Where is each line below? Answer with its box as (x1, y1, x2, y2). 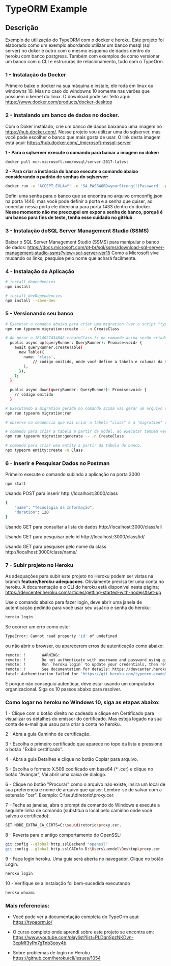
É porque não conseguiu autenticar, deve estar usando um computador (5, 681, 155, 687)
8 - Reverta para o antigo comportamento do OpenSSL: (5, 832, 121, 838)
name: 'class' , (23, 354, 56, 360)
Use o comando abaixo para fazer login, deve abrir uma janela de (5, 599, 142, 605)
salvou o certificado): (5, 813, 50, 819)
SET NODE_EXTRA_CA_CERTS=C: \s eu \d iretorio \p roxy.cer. (5, 823, 122, 828)
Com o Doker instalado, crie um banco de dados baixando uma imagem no (5, 123, 162, 129)
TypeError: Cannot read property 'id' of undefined (5, 633, 117, 639)
